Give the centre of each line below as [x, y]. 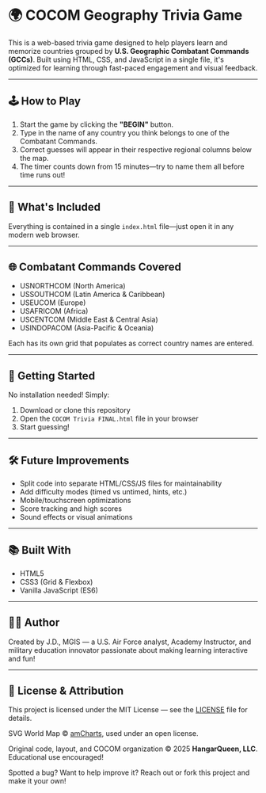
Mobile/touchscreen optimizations [75, 500]
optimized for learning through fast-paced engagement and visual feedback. [133, 67]
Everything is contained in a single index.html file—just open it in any [121, 226]
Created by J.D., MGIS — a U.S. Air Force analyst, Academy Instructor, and [130, 642]
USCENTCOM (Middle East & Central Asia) [89, 320]
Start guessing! [44, 427]
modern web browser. [44, 234]
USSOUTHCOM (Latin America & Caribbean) [92, 295]
